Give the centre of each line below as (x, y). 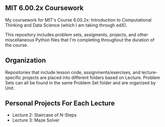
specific (13, 77)
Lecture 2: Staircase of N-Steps (44, 115)
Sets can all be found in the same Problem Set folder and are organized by (81, 82)
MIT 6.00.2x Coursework (44, 8)
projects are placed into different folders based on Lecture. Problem (91, 77)
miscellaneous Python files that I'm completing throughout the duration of (80, 40)
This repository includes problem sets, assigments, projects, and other (77, 34)
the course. (17, 45)
